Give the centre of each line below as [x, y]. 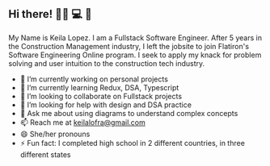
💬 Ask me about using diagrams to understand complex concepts [129, 113]
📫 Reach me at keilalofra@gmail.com [82, 122]
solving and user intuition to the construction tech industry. [107, 63]
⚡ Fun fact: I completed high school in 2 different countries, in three [132, 143]
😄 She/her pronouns [55, 134]
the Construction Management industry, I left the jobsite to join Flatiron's [129, 46]
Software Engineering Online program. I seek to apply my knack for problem [135, 55]
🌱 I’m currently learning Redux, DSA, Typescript [99, 87]
